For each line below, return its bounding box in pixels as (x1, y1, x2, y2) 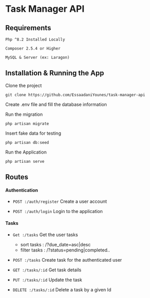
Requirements (5, 24, 51, 32)
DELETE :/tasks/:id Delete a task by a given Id (12, 286, 112, 292)
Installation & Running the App (5, 69, 104, 77)
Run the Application (5, 149, 47, 155)
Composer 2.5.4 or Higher (5, 46, 60, 51)
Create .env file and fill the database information (5, 101, 108, 108)
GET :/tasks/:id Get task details (12, 267, 82, 273)
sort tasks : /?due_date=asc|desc (20, 241, 91, 247)
